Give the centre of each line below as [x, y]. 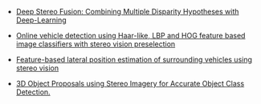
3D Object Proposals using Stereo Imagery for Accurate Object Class [130, 84]
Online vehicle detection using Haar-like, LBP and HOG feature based [130, 36]
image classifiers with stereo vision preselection [96, 44]
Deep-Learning [41, 20]
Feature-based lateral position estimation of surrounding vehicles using [134, 60]
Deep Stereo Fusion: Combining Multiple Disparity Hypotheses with [127, 12]
